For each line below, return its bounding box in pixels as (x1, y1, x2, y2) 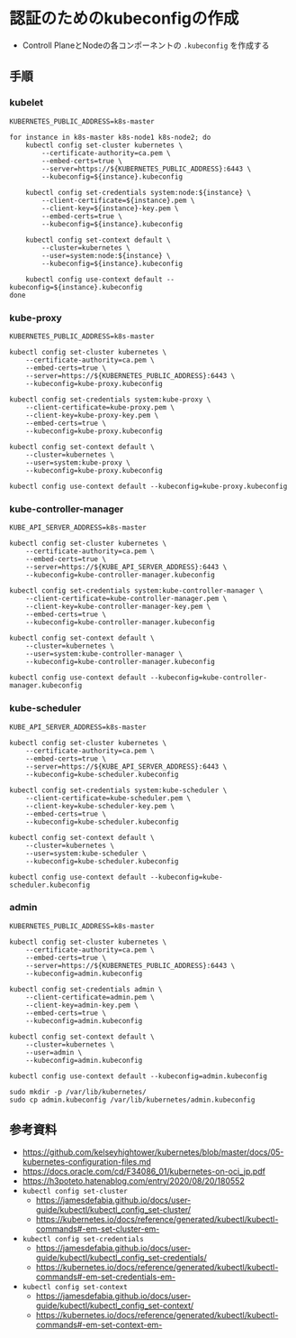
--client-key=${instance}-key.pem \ (41, 204, 179, 213)
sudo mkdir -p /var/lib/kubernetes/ (9, 1087, 147, 1096)
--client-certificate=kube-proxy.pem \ (25, 402, 175, 411)
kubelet (9, 97, 43, 109)
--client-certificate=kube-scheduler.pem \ (25, 793, 192, 803)
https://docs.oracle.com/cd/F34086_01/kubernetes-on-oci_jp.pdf (22, 1166, 265, 1177)
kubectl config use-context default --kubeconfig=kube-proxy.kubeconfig (9, 482, 288, 491)
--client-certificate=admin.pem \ (25, 992, 155, 1001)
